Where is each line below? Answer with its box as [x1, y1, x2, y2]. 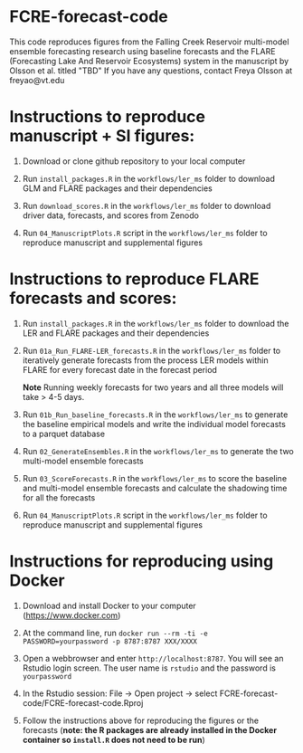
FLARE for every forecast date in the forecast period [22, 364, 217, 375]
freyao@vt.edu [9, 74, 65, 85]
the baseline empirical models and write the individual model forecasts [22, 418, 287, 429]
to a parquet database [22, 428, 106, 439]
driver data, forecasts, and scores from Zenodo [22, 210, 199, 221]
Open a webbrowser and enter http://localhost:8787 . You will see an [22, 653, 284, 663]
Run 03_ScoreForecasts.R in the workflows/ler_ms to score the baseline [22, 472, 288, 483]
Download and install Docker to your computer [22, 600, 196, 611]
